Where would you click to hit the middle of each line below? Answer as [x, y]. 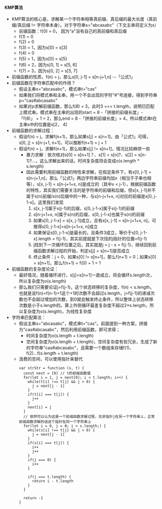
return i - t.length [53, 481]
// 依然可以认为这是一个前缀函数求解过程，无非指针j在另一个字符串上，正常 [89, 417]
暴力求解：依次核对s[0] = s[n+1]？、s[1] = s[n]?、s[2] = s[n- [86, 155]
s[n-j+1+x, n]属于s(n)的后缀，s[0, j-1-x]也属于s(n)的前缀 [89, 215]
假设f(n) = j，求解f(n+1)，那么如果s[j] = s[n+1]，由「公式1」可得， [85, 137]
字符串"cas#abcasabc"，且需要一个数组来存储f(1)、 [82, 348]
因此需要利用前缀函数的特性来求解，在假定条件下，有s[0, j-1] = [89, 172]
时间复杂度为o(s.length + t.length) [60, 336]
